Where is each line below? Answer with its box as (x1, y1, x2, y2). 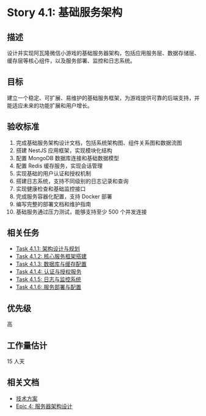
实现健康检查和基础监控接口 (15, 185, 86, 192)
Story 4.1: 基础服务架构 (7, 6, 123, 20)
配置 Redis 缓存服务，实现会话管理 (15, 162, 103, 169)
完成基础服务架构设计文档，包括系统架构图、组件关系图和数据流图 (15, 139, 182, 146)
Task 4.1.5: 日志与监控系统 (15, 275, 81, 283)
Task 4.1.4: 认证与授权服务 (15, 268, 82, 275)
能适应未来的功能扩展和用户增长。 (7, 102, 93, 109)
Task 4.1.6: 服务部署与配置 (15, 283, 82, 291)
